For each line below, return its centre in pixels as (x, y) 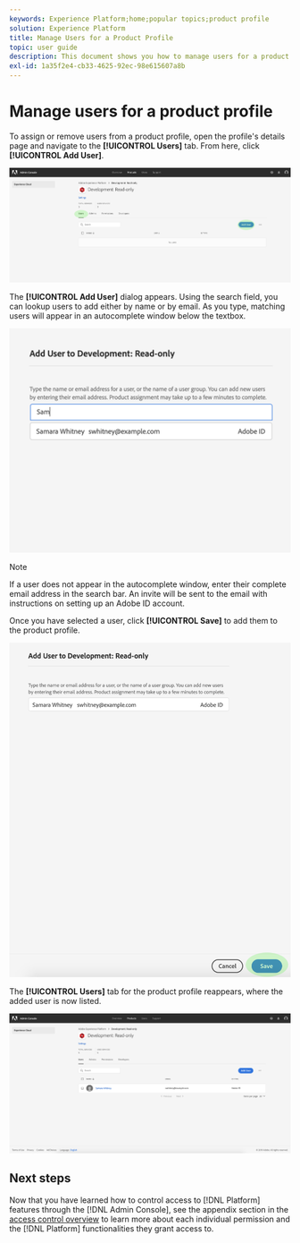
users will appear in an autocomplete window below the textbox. (128, 315)
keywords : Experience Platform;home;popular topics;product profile (139, 19)
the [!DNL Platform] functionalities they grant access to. (112, 1228)
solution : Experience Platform (67, 28)
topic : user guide (43, 47)
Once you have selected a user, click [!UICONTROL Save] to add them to (144, 620)
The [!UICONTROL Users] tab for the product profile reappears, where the (146, 992)
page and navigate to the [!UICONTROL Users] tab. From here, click (135, 145)
